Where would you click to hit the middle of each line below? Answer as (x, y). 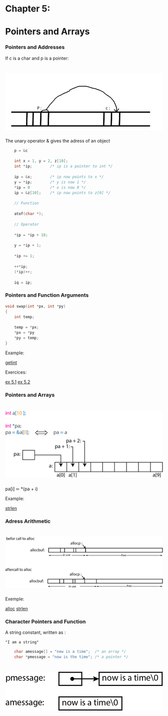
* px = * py (24, 333)
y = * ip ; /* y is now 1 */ (50, 182)
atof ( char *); (29, 214)
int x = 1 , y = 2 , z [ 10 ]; (41, 161)
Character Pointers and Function (45, 622)
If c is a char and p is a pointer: (37, 58)
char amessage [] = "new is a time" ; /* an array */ (70, 652)
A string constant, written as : (35, 632)
